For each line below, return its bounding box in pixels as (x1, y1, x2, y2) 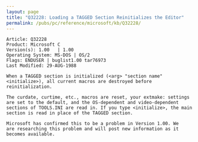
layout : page (6, 8, 39, 15)
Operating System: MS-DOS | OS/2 (6, 52, 90, 58)
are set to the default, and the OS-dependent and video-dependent (6, 100, 179, 106)
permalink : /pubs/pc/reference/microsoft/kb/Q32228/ (6, 20, 141, 26)
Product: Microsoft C (6, 42, 61, 48)
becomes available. (6, 131, 55, 137)
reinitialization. (6, 84, 52, 90)
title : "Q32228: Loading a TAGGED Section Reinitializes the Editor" (6, 14, 185, 20)
